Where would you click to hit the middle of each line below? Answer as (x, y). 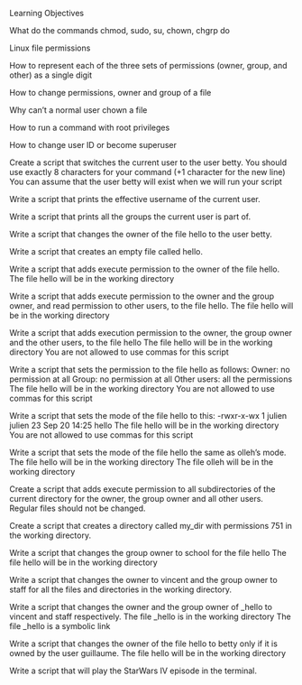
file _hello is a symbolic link (60, 626)
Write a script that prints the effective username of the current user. (135, 199)
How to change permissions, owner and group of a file (110, 93)
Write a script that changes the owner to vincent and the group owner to (143, 580)
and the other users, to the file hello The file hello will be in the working (141, 342)
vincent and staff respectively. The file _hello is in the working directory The (150, 616)
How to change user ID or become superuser (93, 145)
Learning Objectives (46, 13)
